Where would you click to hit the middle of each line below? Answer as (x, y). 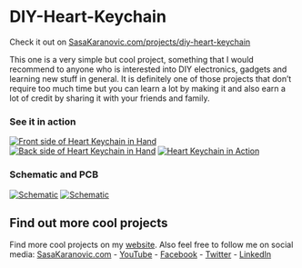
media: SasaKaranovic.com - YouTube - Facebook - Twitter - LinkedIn (140, 254)
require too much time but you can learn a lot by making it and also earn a (148, 88)
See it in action (43, 122)
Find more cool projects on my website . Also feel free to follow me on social (151, 245)
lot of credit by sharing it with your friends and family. (110, 98)
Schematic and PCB (54, 174)
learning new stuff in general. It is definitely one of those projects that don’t (151, 78)
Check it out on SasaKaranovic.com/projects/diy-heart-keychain (130, 42)
